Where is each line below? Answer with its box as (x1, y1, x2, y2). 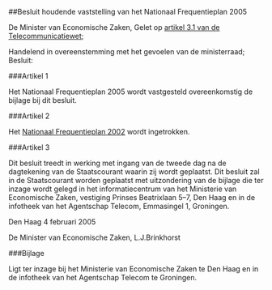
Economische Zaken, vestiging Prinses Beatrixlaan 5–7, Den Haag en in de (8, 193, 256, 202)
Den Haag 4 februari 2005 (8, 217, 96, 226)
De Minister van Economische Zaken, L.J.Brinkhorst (8, 232, 181, 242)
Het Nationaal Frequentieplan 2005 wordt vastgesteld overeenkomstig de (8, 87, 253, 96)
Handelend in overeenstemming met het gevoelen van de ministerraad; (8, 47, 245, 56)
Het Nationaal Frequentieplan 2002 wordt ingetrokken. (8, 127, 190, 136)
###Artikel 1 (8, 71, 49, 80)
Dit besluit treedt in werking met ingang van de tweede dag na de (8, 158, 227, 168)
